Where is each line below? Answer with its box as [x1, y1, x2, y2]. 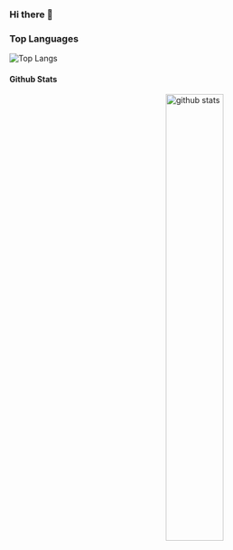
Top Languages [9, 32, 79, 44]
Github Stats [9, 73, 58, 84]
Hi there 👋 [9, 8, 54, 21]
